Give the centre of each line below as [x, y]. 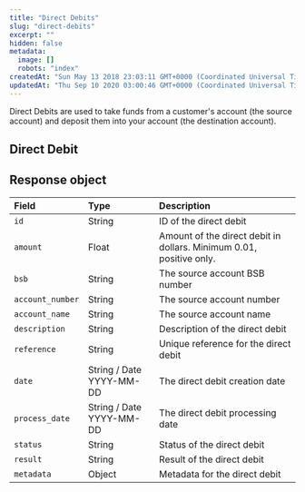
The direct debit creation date [222, 380]
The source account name [215, 314]
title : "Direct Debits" [54, 18]
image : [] [36, 60]
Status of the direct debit [212, 444]
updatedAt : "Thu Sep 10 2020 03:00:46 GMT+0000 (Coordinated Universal [148, 85]
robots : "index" [48, 69]
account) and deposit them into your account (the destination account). [143, 121]
